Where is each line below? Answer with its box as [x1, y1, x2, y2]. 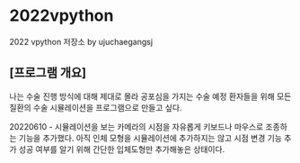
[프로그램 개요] [9, 65, 87, 81]
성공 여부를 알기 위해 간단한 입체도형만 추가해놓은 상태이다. [18, 143, 225, 154]
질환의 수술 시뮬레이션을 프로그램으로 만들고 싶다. [9, 102, 182, 113]
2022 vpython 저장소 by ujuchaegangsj [9, 36, 154, 47]
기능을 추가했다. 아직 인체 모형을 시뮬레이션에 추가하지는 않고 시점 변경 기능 [18, 132, 283, 143]
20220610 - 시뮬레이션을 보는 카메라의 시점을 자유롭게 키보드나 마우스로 [9, 121, 264, 131]
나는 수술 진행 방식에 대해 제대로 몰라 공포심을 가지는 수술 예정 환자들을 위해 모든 [9, 91, 292, 102]
